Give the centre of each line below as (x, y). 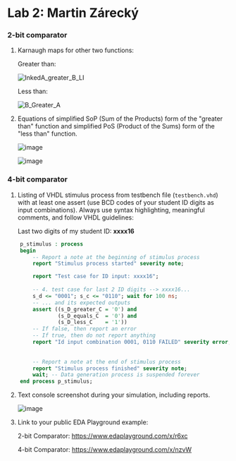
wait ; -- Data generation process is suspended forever (116, 375)
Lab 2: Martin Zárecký (73, 13)
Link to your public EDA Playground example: (83, 422)
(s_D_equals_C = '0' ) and (97, 316)
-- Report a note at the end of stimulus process (107, 361)
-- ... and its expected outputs (82, 303)
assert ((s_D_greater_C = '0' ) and (85, 309)
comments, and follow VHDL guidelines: (75, 217)
